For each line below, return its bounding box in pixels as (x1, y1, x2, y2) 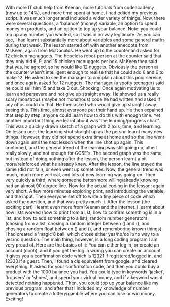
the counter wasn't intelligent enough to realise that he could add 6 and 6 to (5, 69, 164, 75)
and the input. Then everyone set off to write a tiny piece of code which (5, 193, 155, 199)
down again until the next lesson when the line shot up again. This (5, 139, 144, 145)
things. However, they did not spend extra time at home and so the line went (5, 134, 165, 140)
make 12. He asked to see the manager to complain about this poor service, (5, 75, 163, 80)
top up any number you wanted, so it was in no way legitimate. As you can (5, 32, 161, 37)
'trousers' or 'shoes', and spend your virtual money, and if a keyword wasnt (5, 274, 163, 280)
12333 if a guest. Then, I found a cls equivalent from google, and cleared (5, 258, 157, 264)
